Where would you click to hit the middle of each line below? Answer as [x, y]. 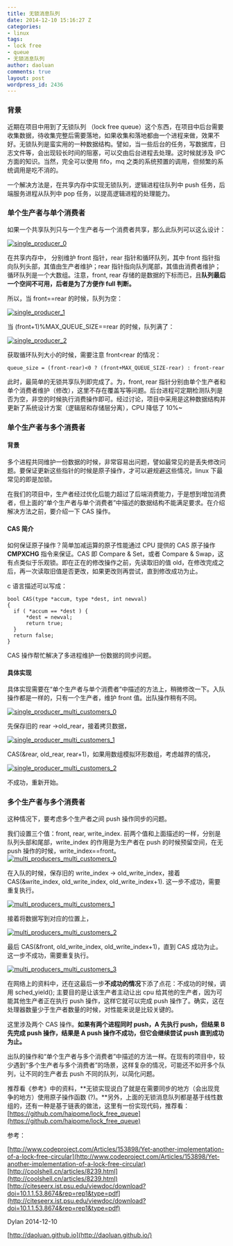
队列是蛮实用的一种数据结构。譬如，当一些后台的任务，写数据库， [125, 144]
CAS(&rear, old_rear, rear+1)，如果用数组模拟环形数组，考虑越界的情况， [111, 754]
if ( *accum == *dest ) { [51, 611]
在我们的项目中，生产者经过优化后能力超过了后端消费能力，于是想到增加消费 [116, 494]
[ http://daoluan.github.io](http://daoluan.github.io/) [80, 1235]
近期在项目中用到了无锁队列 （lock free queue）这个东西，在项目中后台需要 [115, 126]
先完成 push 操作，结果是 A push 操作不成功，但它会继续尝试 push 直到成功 [115, 1033]
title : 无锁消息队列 [34, 14]
